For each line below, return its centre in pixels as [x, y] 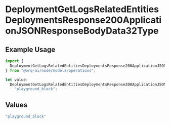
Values [16, 105]
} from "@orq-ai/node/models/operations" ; [51, 70]
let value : [17, 79]
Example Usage [30, 49]
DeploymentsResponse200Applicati [83, 20]
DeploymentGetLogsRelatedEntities [82, 9]
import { [14, 61]
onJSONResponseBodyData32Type [82, 31]
